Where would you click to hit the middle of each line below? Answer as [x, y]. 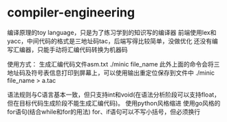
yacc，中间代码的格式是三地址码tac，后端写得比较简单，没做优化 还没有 [110, 41]
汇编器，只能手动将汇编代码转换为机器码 [70, 49]
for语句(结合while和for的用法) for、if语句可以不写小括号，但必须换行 [104, 112]
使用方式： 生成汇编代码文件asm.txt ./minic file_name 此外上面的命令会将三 [113, 64]
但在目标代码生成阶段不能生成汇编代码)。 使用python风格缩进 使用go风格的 [114, 103]
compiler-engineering [71, 13]
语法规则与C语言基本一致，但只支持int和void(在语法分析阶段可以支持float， [114, 95]
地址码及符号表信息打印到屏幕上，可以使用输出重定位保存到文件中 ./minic [111, 73]
